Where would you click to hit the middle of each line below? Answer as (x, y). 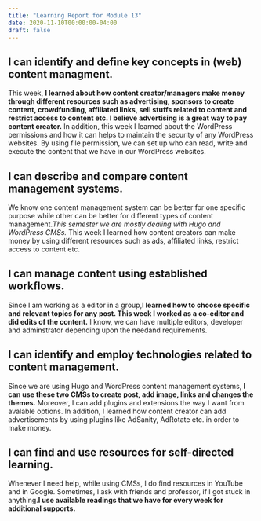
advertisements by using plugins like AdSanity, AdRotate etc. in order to (124, 419)
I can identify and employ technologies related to (130, 355)
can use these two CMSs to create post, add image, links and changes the (131, 394)
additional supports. (42, 508)
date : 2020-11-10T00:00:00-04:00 (63, 23)
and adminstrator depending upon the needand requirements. (108, 330)
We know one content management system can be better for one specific (127, 207)
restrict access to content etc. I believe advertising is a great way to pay (128, 118)
